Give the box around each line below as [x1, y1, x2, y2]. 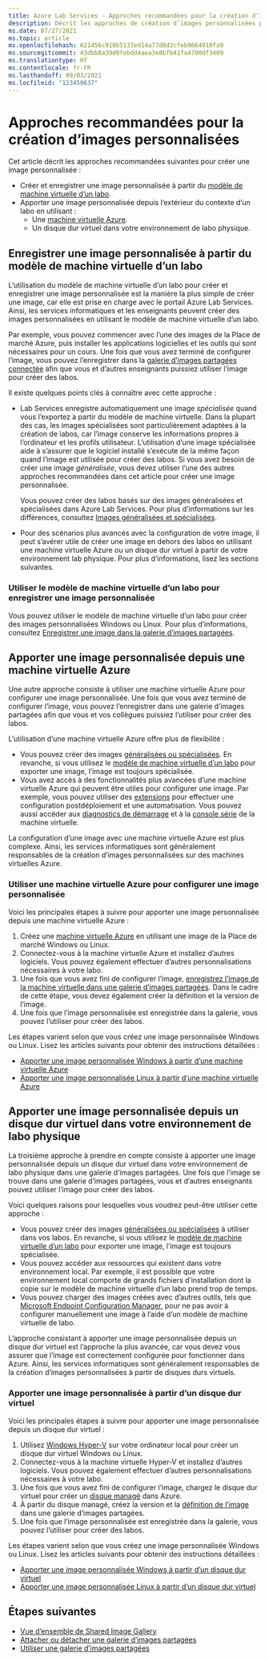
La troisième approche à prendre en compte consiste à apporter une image [8, 1151, 256, 1160]
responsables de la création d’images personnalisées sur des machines [8, 850, 244, 860]
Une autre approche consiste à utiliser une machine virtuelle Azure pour [8, 684, 246, 694]
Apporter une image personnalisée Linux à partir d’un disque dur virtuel [19, 1582, 256, 1591]
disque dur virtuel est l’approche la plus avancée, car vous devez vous [8, 1342, 241, 1352]
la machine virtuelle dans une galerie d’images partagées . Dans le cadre [19, 982, 259, 992]
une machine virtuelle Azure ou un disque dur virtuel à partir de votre [19, 546, 248, 555]
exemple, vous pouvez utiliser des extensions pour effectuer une [19, 792, 234, 802]
